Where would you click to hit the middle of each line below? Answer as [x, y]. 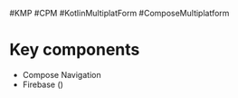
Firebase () [43, 84]
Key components [75, 50]
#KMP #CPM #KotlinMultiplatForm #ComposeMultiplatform [119, 13]
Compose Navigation [62, 74]
